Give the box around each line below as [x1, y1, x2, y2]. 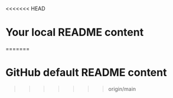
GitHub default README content [5, 66, 167, 79]
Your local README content [5, 26, 144, 39]
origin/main [108, 85, 136, 92]
